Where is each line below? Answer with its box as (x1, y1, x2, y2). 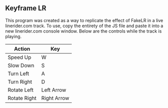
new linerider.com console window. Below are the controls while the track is (5, 28, 162, 34)
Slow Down (8, 62, 35, 69)
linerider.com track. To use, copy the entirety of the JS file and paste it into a (5, 23, 163, 29)
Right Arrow (41, 94, 69, 101)
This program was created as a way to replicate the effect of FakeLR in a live (5, 17, 163, 23)
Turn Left (8, 70, 29, 77)
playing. (5, 33, 22, 39)
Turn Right (8, 78, 33, 85)
